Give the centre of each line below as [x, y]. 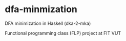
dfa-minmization [41, 9]
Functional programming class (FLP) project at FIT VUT [63, 33]
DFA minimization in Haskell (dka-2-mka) [48, 23]
